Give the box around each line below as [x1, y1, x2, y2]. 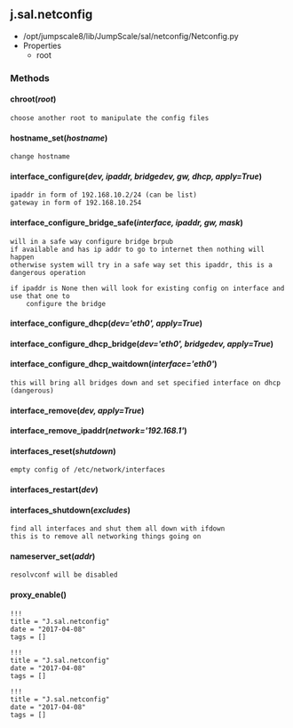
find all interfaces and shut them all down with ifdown [10, 524, 226, 533]
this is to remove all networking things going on [10, 532, 202, 541]
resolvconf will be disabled [10, 570, 118, 579]
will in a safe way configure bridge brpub [10, 237, 174, 246]
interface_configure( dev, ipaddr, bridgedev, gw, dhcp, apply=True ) [10, 171, 263, 182]
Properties [22, 40, 61, 51]
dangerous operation [10, 268, 87, 277]
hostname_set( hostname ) [10, 133, 108, 143]
